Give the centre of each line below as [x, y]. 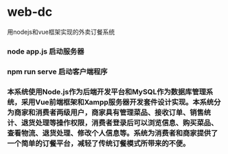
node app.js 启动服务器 [46, 51]
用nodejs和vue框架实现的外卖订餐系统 [61, 32]
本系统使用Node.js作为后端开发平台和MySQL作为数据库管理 [107, 91]
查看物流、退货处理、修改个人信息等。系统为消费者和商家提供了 [113, 133]
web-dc [30, 12]
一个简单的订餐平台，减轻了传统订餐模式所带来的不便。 [99, 143]
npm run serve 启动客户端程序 [57, 71]
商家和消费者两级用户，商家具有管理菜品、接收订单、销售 [109, 112]
